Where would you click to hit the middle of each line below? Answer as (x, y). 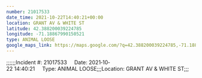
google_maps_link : (29, 46)
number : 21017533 (28, 12)
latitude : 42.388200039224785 (44, 28)
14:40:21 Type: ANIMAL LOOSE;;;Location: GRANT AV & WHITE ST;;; (102, 68)
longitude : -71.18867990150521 (45, 34)
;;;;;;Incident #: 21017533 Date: (47, 62)
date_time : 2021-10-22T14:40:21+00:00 (55, 17)
